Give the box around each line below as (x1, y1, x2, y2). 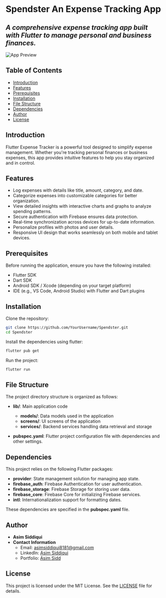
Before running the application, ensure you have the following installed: (5, 262, 152, 269)
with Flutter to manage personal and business (5, 31, 152, 39)
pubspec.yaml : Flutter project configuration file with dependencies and (12, 433, 160, 439)
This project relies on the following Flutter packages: (5, 466, 113, 472)
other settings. (12, 439, 43, 445)
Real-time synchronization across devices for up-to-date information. (12, 219, 156, 225)
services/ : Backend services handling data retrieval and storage (20, 424, 152, 430)
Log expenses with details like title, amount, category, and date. (12, 187, 144, 193)
